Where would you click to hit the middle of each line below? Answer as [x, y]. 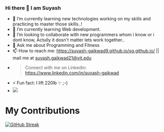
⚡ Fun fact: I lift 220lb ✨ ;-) [40, 83]
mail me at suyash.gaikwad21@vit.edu [52, 58]
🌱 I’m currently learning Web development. [57, 29]
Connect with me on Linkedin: [56, 68]
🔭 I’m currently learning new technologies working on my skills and [81, 19]
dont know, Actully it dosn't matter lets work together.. [68, 40]
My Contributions [43, 111]
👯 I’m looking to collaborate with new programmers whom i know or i [83, 35]
